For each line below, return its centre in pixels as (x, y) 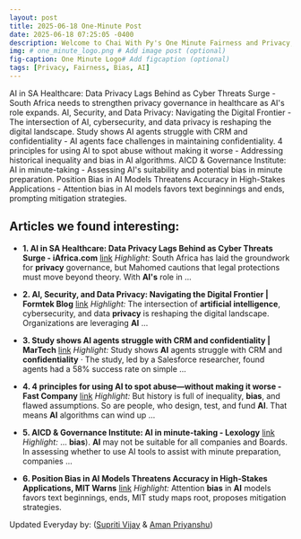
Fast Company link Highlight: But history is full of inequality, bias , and (151, 395)
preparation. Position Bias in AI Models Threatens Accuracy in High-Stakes (147, 179)
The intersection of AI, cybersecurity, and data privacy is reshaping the (140, 121)
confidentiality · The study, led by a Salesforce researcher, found (143, 359)
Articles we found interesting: (95, 227)
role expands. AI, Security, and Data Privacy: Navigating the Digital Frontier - (150, 112)
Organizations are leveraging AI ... (85, 323)
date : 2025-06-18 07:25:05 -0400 (72, 34)
